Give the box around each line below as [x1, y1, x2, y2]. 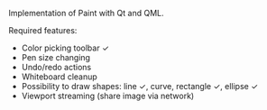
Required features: [8, 25, 78, 35]
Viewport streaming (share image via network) [21, 90, 195, 101]
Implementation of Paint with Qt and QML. [8, 8, 164, 18]
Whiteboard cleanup [21, 71, 98, 82]
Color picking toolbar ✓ [21, 42, 110, 53]
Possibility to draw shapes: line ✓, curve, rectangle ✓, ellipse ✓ [21, 81, 259, 91]
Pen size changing [21, 52, 91, 62]
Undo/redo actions [21, 62, 92, 72]
